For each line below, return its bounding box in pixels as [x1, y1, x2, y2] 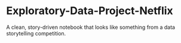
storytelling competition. [6, 29, 66, 37]
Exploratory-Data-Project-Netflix [6, 4, 173, 18]
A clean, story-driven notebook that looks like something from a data [6, 24, 175, 31]
